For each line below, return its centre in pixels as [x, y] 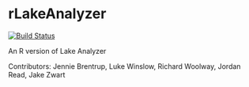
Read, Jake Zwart [37, 74]
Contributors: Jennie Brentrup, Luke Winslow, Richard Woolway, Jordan [124, 66]
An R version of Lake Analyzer [57, 51]
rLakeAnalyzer [57, 14]
